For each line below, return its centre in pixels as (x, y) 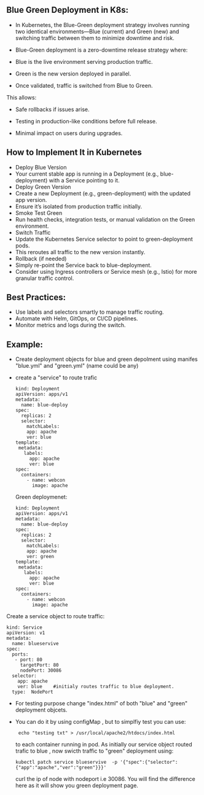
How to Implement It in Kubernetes (74, 153)
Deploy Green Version (43, 187)
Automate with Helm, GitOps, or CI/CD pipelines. (76, 319)
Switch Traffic (33, 232)
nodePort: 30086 (41, 671)
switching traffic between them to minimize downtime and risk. (95, 38)
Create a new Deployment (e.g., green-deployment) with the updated (103, 193)
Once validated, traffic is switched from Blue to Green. (84, 85)
